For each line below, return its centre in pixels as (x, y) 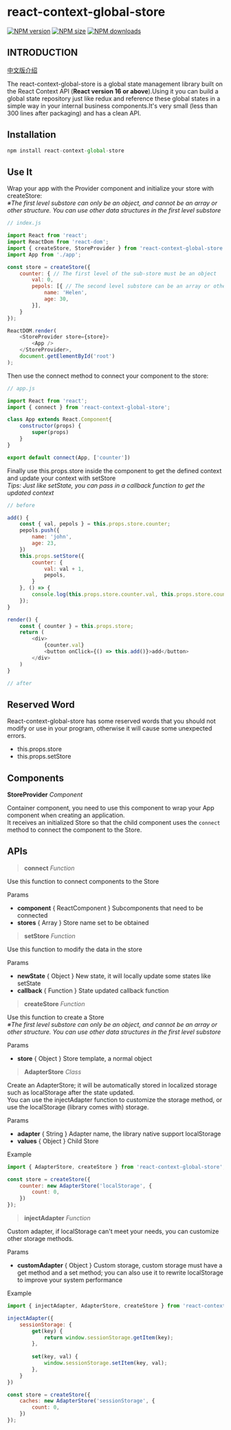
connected (32, 915)
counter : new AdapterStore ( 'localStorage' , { (86, 1186)
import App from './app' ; (44, 254)
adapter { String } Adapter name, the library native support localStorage (119, 1134)
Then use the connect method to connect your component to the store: (108, 376)
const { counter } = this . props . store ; (77, 626)
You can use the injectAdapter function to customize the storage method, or (114, 1099)
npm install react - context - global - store (66, 151)
